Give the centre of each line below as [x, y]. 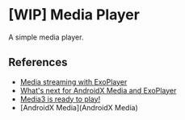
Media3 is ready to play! [60, 99]
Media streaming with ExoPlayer [74, 81]
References [38, 62]
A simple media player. [46, 37]
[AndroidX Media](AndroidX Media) [79, 107]
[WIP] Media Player [74, 15]
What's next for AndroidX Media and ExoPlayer [98, 90]
